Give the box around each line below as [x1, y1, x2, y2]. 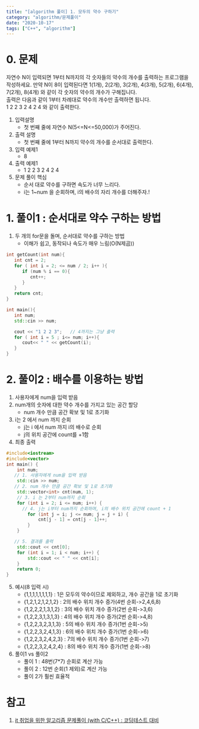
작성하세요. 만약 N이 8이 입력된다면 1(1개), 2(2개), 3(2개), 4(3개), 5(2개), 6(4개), [6, 81, 194, 88]
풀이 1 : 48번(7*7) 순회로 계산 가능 [23, 658, 103, 665]
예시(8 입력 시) [14, 584, 49, 591]
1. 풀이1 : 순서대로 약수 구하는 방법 [6, 212, 162, 225]
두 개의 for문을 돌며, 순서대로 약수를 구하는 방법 [14, 232, 125, 240]
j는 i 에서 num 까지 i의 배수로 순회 [23, 423, 102, 430]
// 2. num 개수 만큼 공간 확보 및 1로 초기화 [14, 483, 113, 489]
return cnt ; [14, 290, 44, 297]
